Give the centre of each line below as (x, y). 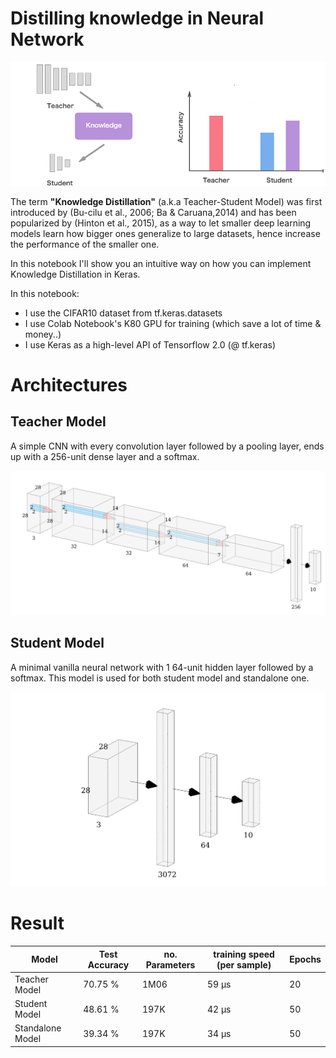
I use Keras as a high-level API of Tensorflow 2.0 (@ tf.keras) (150, 344)
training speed (244, 954)
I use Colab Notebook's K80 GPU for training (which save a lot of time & (173, 323)
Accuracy (108, 964)
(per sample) (244, 964)
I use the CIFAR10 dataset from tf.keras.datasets (123, 313)
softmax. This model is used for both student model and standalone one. (160, 678)
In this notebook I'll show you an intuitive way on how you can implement (161, 263)
